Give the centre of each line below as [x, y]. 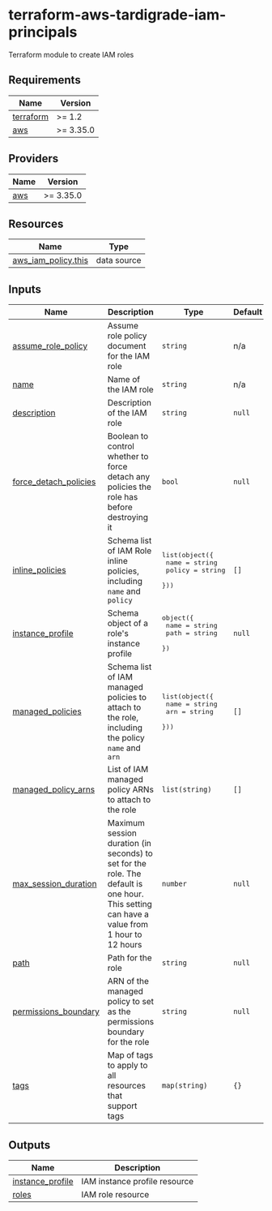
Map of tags [130, 1055]
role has [123, 497]
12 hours [125, 945]
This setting [130, 904]
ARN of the [128, 981]
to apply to [127, 1066]
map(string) [185, 1086]
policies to [127, 698]
